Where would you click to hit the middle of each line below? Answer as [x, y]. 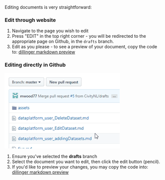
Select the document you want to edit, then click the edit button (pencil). [86, 162]
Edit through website [30, 20]
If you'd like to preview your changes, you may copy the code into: [80, 167]
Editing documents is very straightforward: [48, 7]
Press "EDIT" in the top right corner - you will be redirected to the [79, 36]
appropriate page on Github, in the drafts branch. [63, 41]
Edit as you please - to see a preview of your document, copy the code [84, 47]
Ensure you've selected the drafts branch [54, 156]
